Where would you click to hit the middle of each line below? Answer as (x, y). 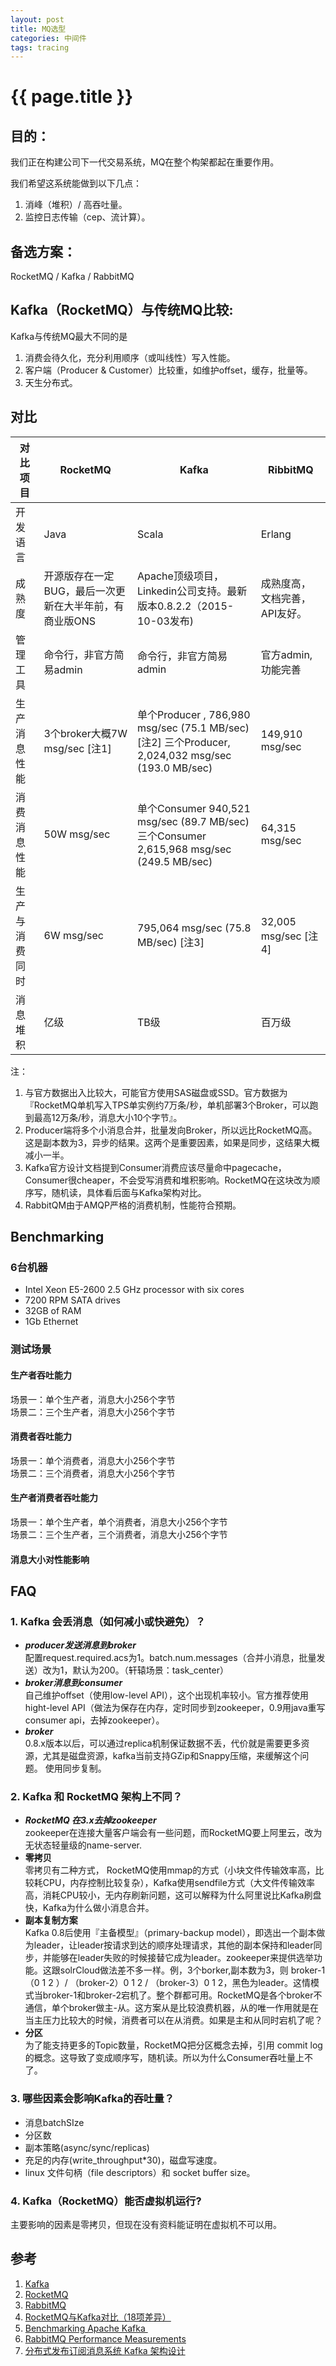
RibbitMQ (291, 469)
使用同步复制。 (75, 1768)
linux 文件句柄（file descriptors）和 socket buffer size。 (140, 2172)
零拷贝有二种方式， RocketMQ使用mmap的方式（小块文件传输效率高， (170, 1870)
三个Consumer (171, 836)
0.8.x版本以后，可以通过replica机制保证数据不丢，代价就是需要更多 (163, 1743)
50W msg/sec (77, 834)
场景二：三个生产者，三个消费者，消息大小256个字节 (119, 1534)
